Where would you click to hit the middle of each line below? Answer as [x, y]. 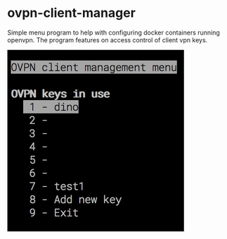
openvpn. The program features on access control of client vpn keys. [108, 39]
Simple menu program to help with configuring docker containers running [113, 32]
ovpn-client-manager [71, 13]
